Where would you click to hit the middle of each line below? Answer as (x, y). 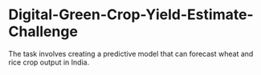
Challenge (43, 32)
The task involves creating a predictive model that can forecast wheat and (131, 53)
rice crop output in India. (49, 62)
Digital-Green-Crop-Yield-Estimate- (131, 15)
